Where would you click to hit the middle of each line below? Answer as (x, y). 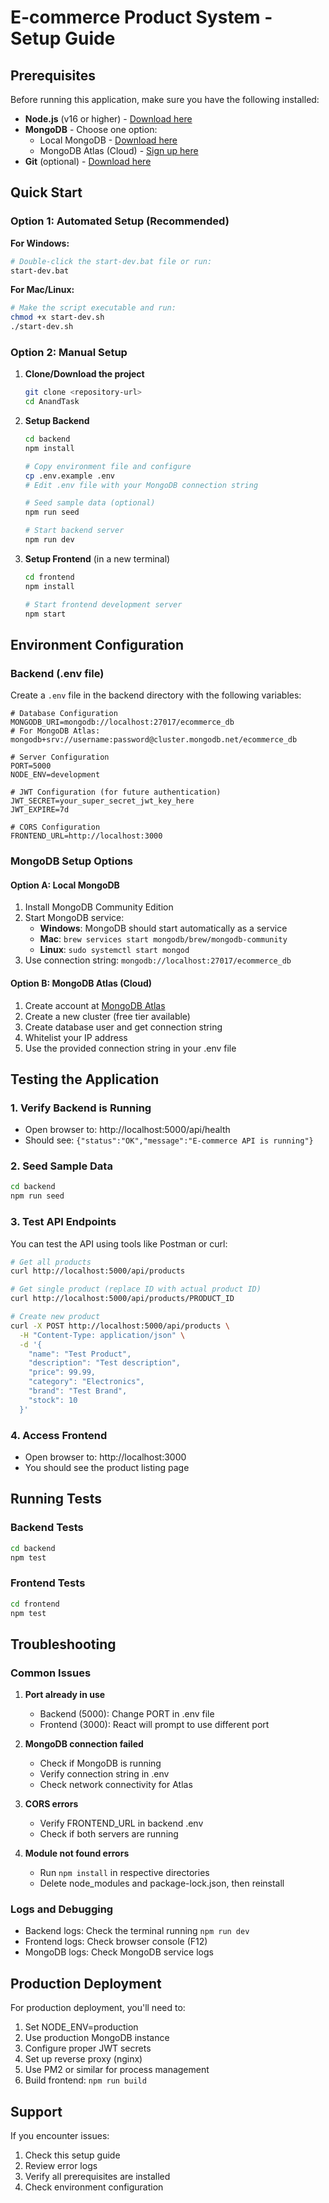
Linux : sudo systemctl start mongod (114, 950)
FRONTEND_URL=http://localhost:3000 (86, 836)
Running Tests (56, 1499)
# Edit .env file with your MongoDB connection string (141, 485)
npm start (45, 614)
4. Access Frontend (59, 1435)
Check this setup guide (72, 2155)
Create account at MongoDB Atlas (95, 1005)
